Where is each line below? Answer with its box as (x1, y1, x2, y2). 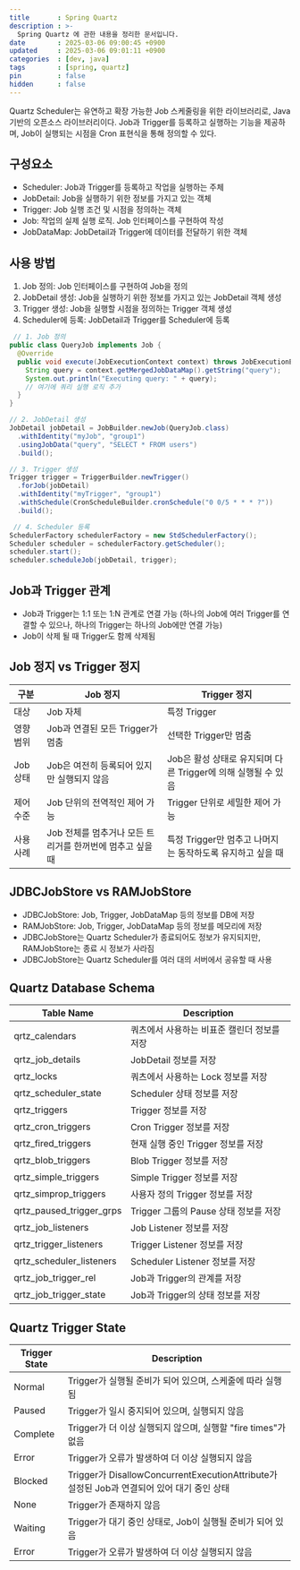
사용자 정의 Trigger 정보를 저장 (130, 1188, 253, 1201)
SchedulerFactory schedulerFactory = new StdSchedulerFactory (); (9, 530, 257, 540)
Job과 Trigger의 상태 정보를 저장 (130, 1289, 261, 1301)
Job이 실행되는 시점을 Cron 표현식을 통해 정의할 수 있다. (21, 127, 217, 139)
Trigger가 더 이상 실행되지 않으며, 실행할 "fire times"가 (67, 1421, 287, 1434)
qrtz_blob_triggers (13, 1154, 91, 1167)
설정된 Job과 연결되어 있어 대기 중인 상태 (67, 1482, 230, 1495)
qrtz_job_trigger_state (13, 1289, 106, 1301)
